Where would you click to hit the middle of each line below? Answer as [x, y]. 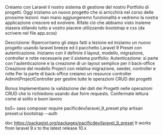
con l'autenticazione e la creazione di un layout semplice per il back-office [80, 63]
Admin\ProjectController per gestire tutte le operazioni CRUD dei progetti [79, 79]
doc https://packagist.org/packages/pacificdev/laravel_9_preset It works [78, 123]
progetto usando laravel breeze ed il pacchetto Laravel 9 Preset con [73, 48]
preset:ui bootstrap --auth [31, 113]
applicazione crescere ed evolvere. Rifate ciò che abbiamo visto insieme [78, 22]
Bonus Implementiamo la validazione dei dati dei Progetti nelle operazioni [79, 88]
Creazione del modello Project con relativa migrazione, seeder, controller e [81, 68]
